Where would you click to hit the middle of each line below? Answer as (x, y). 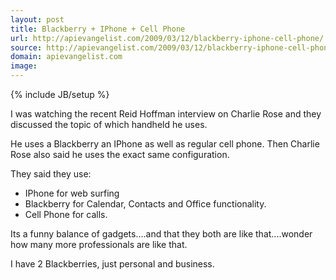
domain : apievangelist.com (66, 57)
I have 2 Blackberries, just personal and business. (112, 264)
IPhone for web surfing (72, 193)
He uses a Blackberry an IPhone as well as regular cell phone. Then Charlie (165, 144)
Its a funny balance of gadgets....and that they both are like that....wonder (161, 234)
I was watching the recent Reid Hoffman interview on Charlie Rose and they (166, 114)
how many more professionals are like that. (99, 244)
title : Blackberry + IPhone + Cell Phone (98, 29)
